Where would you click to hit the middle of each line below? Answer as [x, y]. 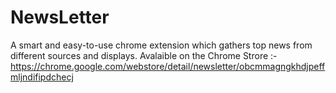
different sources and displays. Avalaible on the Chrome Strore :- [144, 55]
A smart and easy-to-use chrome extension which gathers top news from [161, 45]
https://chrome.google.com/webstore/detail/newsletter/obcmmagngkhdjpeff [168, 66]
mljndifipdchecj [42, 77]
